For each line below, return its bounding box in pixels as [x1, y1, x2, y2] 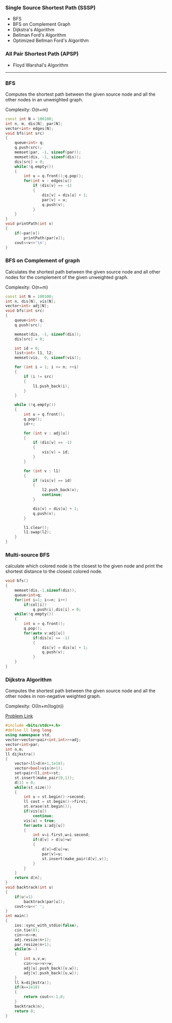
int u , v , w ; [24, 956, 47, 962]
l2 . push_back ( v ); [41, 487, 79, 493]
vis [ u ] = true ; [24, 818, 56, 823]
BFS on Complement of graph [5, 257, 80, 264]
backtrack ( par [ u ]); [24, 899, 66, 904]
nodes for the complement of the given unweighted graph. [5, 274, 129, 280]
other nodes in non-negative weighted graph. [5, 693, 101, 699]
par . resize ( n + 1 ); [14, 942, 52, 947]
